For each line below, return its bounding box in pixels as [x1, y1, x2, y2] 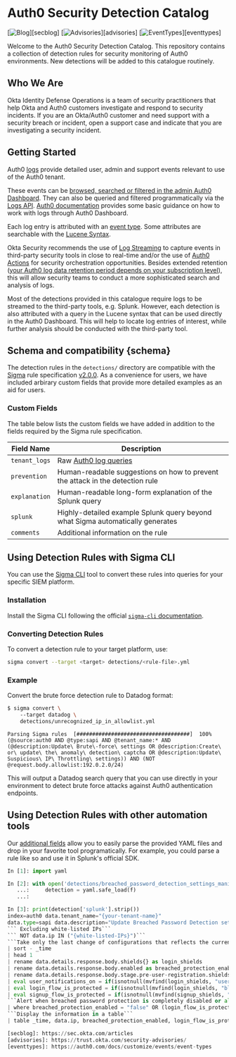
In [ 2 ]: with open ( [7, 880, 65, 887]
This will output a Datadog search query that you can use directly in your [7, 773, 218, 782]
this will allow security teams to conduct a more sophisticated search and [7, 273, 220, 282]
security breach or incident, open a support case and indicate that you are [7, 118, 223, 127]
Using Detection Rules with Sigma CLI [7, 551, 176, 564]
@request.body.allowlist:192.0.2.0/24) [7, 761, 124, 768]
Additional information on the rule [57, 527, 168, 537]
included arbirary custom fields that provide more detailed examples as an [7, 378, 223, 387]
